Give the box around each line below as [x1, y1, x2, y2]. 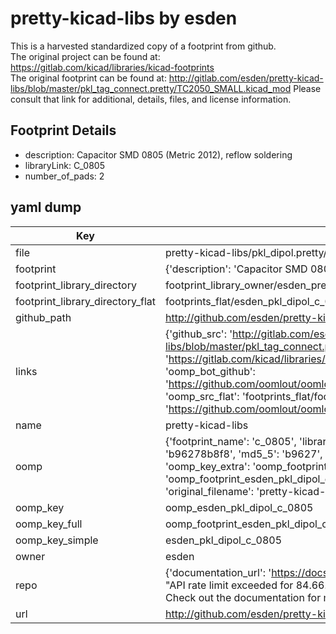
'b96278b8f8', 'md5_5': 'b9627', [164, 447, 323, 461]
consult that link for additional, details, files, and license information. [10, 93, 292, 105]
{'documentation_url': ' [164, 565, 272, 579]
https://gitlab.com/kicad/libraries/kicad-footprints [10, 61, 215, 73]
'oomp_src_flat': [164, 389, 240, 403]
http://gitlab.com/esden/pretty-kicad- [168, 72, 324, 84]
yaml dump [10, 199, 82, 216]
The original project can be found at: [10, 50, 161, 62]
